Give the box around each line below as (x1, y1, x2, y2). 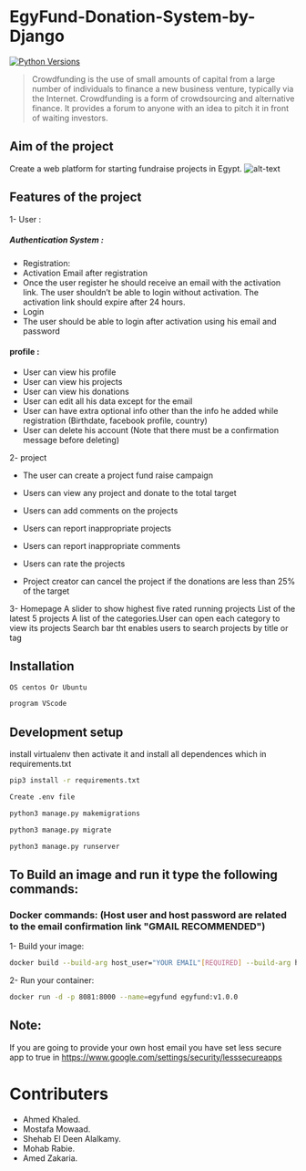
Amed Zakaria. (22, 1152, 78, 1164)
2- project (9, 451, 47, 462)
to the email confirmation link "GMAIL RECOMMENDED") (9, 919, 266, 932)
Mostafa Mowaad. (22, 1124, 91, 1135)
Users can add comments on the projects (22, 504, 178, 516)
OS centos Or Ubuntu (9, 682, 88, 692)
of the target (22, 585, 70, 596)
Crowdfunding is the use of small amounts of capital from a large (31, 73, 276, 84)
